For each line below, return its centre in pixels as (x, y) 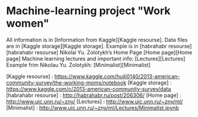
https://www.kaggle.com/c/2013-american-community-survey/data (89, 89)
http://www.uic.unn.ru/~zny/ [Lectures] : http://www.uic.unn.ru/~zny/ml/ (95, 101)
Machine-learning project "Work (88, 11)
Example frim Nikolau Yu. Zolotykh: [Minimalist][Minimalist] (78, 65)
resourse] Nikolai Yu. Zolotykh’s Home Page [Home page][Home (114, 52)
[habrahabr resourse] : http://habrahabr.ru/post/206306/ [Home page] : (94, 95)
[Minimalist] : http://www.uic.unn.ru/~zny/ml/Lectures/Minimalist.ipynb (93, 108)
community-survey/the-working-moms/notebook (66, 82)
